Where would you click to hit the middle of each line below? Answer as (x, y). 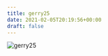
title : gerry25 (29, 13)
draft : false (25, 26)
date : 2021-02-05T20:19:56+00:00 (54, 20)
